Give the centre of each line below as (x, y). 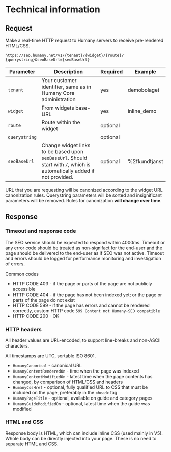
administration (59, 99)
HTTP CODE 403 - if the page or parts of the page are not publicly (82, 283)
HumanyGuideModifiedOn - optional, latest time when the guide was (81, 403)
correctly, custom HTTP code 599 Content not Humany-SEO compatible (86, 311)
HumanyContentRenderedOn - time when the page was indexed (76, 371)
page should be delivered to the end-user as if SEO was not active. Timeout (85, 253)
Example (145, 72)
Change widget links (66, 145)
